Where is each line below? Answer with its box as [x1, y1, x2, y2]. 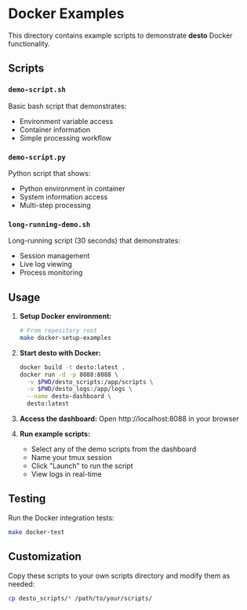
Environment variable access [19, 116, 114, 126]
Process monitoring [19, 268, 83, 277]
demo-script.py [8, 152, 67, 162]
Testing [8, 492, 46, 506]
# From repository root [19, 327, 98, 334]
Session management [19, 251, 90, 261]
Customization [8, 550, 82, 564]
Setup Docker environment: [19, 312, 112, 321]
